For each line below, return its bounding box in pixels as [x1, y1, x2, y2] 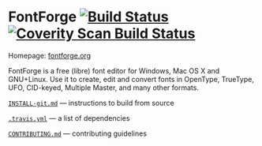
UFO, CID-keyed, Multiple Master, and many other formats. [8, 83, 200, 92]
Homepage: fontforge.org [8, 51, 92, 60]
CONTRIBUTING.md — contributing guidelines [8, 129, 148, 138]
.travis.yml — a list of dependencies [8, 113, 130, 122]
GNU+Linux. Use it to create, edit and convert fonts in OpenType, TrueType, [8, 74, 254, 84]
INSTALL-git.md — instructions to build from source [8, 98, 175, 107]
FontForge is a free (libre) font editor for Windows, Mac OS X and [8, 66, 220, 75]
